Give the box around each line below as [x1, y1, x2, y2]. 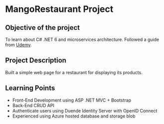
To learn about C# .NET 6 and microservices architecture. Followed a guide [5, 36, 160, 42]
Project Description [5, 56, 67, 65]
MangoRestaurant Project [5, 3, 113, 15]
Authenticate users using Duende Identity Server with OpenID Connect [12, 108, 158, 114]
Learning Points [5, 84, 55, 93]
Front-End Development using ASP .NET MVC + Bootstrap [12, 97, 132, 103]
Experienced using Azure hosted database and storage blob [12, 113, 136, 119]
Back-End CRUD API [12, 102, 55, 108]
